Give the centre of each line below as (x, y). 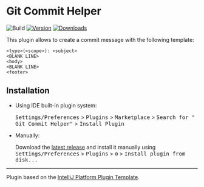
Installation (28, 91)
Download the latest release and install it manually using (85, 147)
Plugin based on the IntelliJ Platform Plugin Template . (73, 177)
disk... (26, 160)
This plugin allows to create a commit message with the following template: (100, 39)
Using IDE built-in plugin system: (56, 105)
